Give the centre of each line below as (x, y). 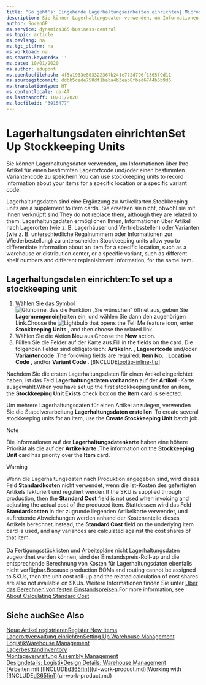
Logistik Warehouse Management (48, 643)
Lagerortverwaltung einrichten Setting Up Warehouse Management (90, 637)
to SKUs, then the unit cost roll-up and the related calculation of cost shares (102, 577)
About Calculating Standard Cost (48, 596)
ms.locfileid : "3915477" (38, 103)
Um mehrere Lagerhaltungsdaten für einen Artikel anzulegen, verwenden (99, 406)
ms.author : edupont (31, 69)
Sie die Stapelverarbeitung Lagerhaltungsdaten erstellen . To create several (102, 412)
